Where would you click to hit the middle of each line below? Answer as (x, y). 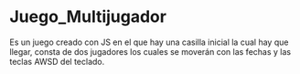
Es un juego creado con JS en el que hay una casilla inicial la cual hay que (149, 42)
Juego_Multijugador (88, 17)
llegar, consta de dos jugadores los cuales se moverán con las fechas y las (150, 51)
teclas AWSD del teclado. (57, 61)
